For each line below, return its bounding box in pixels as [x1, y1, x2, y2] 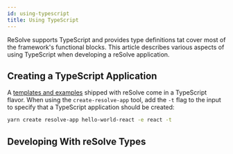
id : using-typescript [7, 10, 70, 17]
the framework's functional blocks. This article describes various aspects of [7, 43, 225, 51]
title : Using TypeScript [7, 17, 79, 23]
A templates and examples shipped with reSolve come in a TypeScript [7, 88, 207, 97]
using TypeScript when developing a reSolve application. [7, 50, 170, 59]
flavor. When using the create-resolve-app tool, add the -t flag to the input [7, 96, 222, 104]
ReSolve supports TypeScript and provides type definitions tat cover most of [7, 35, 226, 44]
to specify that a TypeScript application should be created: [7, 103, 175, 111]
